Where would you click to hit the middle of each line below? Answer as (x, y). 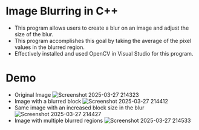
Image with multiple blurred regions (59, 120)
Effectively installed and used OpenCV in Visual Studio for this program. (104, 53)
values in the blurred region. (50, 47)
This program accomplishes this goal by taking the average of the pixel (103, 41)
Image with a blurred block (48, 101)
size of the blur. (34, 34)
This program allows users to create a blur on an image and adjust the (102, 28)
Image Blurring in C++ (62, 11)
